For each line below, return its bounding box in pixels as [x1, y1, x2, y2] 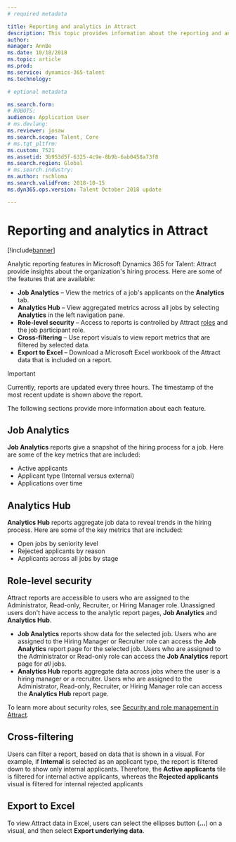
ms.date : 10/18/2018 [7, 49, 68, 56]
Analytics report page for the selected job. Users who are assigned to [17, 645, 221, 652]
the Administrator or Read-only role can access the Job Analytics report [17, 652, 228, 660]
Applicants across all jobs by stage [17, 555, 119, 563]
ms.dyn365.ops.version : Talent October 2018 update [7, 186, 162, 193]
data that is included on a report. [17, 355, 112, 364]
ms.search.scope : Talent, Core [7, 133, 99, 141]
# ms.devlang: [7, 120, 49, 128]
